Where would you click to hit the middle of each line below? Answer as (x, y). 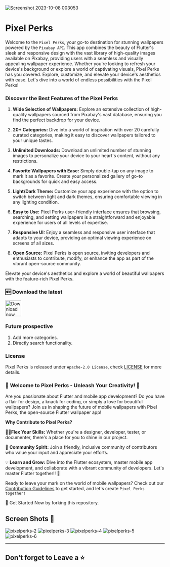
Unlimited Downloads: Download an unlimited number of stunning (82, 150)
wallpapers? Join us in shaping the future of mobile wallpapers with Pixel (81, 407)
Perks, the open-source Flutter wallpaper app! (53, 412)
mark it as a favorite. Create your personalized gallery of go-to (78, 176)
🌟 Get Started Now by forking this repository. (52, 503)
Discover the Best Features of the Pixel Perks (62, 98)
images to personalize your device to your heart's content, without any (86, 156)
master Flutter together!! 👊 (33, 474)
